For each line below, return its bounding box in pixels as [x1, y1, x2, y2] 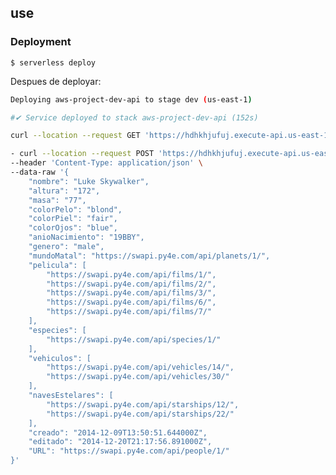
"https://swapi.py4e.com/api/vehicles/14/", [46, 362, 235, 373]
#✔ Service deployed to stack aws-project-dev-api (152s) [10, 112, 259, 123]
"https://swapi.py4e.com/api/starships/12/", [46, 399, 240, 410]
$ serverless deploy [10, 57, 97, 68]
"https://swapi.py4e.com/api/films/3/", [46, 288, 217, 298]
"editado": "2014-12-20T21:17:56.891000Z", [28, 437, 213, 447]
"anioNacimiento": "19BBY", [28, 232, 145, 243]
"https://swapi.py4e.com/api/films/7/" [46, 307, 213, 317]
